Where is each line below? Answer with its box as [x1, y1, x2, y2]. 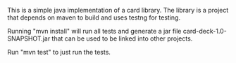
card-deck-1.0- [182, 27, 227, 35]
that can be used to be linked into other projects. [51, 34, 193, 43]
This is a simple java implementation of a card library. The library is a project [7, 6, 229, 14]
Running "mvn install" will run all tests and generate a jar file [7, 27, 182, 35]
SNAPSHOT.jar [7, 34, 51, 43]
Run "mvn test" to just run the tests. [7, 48, 111, 56]
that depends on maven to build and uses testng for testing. [7, 13, 181, 22]
